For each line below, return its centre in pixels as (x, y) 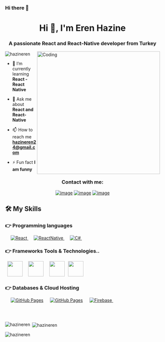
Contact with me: (82, 182)
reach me (22, 137)
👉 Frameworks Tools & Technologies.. (52, 251)
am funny (22, 169)
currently (21, 69)
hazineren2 (24, 142)
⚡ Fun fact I (24, 162)
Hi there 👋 (17, 8)
